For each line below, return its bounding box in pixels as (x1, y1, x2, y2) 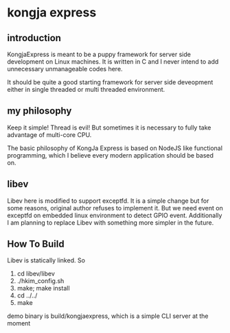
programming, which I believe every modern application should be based (7, 151, 214, 159)
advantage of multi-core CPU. (7, 130, 92, 138)
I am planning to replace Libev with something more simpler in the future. (7, 218, 214, 227)
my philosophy (7, 105, 72, 117)
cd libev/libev (16, 269, 55, 278)
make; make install (16, 284, 70, 293)
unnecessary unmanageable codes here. (7, 65, 123, 73)
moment (7, 319, 31, 328)
